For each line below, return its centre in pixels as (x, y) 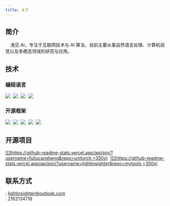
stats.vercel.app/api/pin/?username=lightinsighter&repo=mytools (73, 164)
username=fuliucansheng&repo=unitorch (48, 158)
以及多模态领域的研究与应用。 (41, 51)
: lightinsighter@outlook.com (35, 193)
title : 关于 (17, 10)
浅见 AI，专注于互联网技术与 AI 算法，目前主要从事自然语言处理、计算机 (85, 45)
